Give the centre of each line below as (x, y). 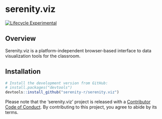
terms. (12, 113)
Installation (23, 71)
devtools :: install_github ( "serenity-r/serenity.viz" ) (62, 92)
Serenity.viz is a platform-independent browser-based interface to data (78, 50)
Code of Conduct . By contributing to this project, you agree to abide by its (81, 107)
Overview (21, 39)
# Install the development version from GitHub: (57, 83)
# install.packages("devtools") (39, 88)
